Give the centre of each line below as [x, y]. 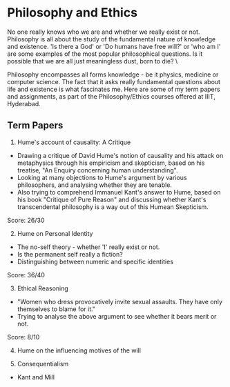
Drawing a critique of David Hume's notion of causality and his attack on [120, 155]
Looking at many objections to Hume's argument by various [102, 177]
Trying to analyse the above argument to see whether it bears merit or [117, 316]
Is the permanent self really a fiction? [70, 254]
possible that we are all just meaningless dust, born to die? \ [93, 61]
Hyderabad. [24, 103]
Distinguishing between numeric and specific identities [95, 261]
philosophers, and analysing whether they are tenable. [95, 185]
